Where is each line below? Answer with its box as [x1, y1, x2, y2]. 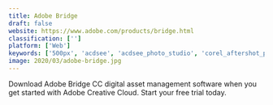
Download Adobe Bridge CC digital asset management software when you [8, 78, 258, 89]
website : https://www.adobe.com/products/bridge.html [8, 27, 195, 35]
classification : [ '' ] [8, 34, 82, 43]
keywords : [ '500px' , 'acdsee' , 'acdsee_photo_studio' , [8, 49, 198, 57]
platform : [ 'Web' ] [8, 42, 71, 50]
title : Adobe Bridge [8, 11, 79, 20]
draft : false [8, 19, 53, 27]
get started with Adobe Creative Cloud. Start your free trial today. [8, 87, 227, 97]
